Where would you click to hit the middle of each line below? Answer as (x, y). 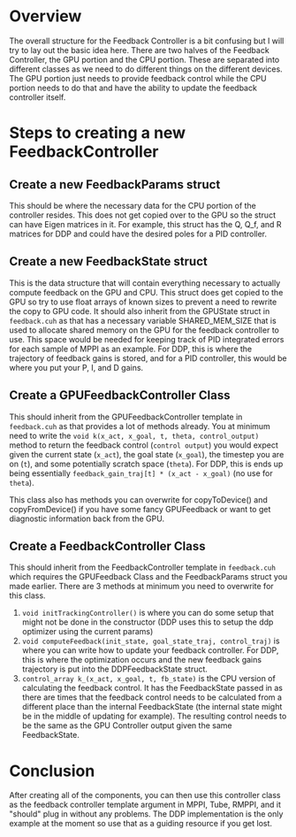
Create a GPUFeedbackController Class (120, 395)
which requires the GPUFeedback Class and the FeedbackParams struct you (148, 577)
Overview (46, 16)
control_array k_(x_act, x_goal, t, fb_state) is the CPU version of (148, 679)
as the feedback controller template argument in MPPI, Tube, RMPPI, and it (145, 805)
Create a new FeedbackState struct (108, 261)
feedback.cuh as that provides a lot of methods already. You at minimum (140, 426)
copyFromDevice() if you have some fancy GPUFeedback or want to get (140, 509)
